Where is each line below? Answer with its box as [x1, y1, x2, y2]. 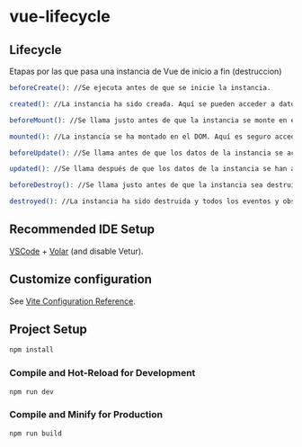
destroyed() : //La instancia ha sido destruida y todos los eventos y [9, 197, 280, 206]
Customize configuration [9, 272, 153, 287]
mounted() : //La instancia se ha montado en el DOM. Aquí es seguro [9, 132, 271, 141]
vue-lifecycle [9, 6, 111, 27]
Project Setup [9, 322, 88, 337]
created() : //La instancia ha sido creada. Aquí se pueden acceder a [9, 99, 276, 109]
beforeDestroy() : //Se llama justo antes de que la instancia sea [9, 181, 263, 190]
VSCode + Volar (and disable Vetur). [9, 246, 144, 256]
